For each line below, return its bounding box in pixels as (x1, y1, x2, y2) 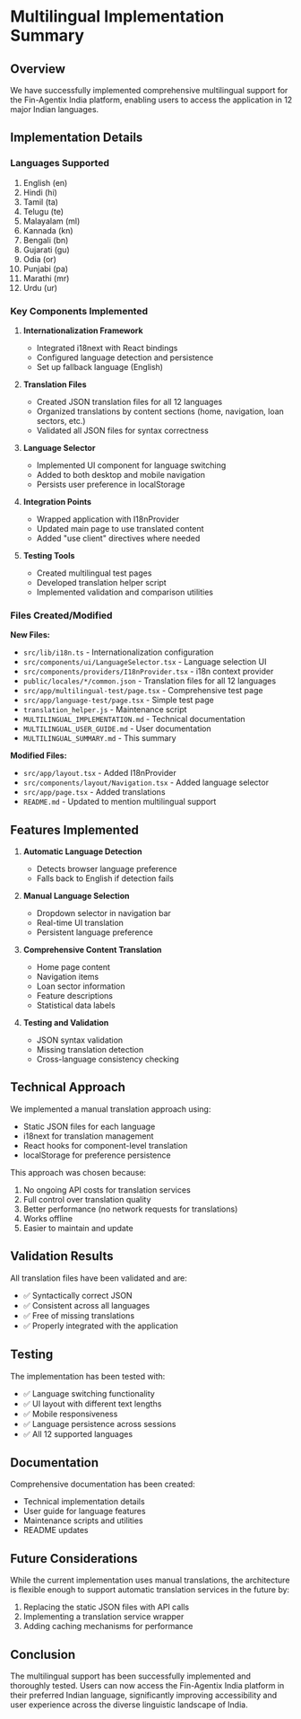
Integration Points (22, 496, 92, 507)
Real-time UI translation (36, 918, 125, 929)
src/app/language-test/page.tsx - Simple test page (22, 694, 214, 706)
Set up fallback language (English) (36, 361, 164, 372)
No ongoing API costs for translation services (22, 1184, 191, 1195)
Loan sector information (36, 981, 125, 992)
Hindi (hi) (22, 187, 57, 198)
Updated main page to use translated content (36, 523, 204, 533)
